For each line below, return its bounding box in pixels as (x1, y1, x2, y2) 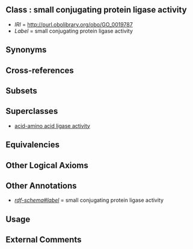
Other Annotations (5, 180, 77, 191)
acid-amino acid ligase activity (14, 122, 91, 129)
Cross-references (5, 65, 75, 75)
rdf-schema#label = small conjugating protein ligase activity (14, 197, 164, 204)
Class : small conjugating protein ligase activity (5, 5, 187, 15)
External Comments (5, 235, 82, 245)
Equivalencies (5, 140, 60, 150)
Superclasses (5, 106, 58, 116)
